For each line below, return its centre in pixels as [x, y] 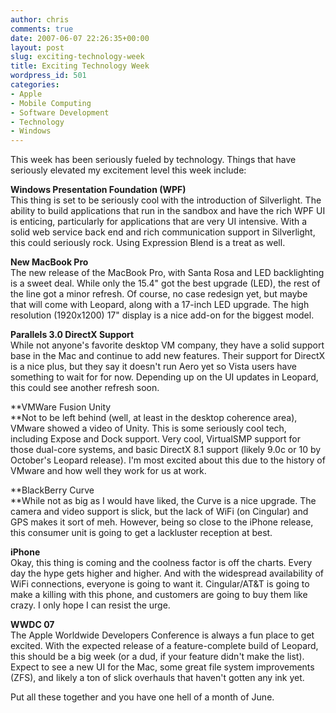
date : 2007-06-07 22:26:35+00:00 [80, 38]
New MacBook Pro [49, 262]
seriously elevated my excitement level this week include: [128, 170]
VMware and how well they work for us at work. [108, 471]
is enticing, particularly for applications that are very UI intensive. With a [159, 222]
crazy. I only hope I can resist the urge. [90, 605]
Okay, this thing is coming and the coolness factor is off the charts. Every [161, 563]
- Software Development [60, 112]
